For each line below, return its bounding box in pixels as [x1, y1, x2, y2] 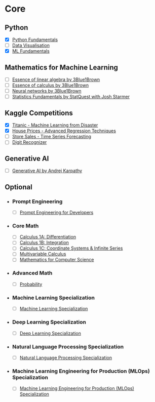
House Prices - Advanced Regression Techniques [12, 128, 116, 134]
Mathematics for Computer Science [19, 257, 94, 263]
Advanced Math [12, 269, 53, 276]
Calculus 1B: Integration [19, 239, 69, 246]
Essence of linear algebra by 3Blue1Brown [12, 76, 100, 83]
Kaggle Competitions [5, 108, 73, 117]
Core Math [12, 222, 39, 229]
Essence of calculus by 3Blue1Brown [12, 82, 89, 89]
